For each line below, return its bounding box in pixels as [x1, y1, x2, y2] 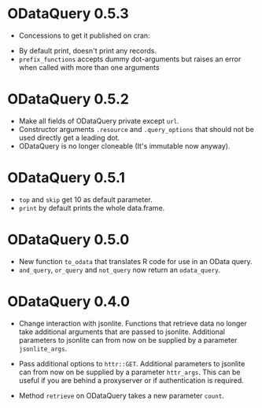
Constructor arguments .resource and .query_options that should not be [18, 124, 255, 134]
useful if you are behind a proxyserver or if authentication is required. [18, 375, 245, 385]
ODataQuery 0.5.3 [7, 5, 129, 23]
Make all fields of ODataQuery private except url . [18, 116, 180, 126]
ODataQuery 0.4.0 [7, 292, 131, 311]
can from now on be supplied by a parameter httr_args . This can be [18, 367, 241, 377]
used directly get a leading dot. [18, 133, 120, 142]
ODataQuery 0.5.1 [7, 169, 125, 187]
